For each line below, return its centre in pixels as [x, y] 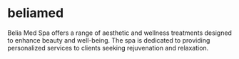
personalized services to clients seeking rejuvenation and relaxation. [108, 48]
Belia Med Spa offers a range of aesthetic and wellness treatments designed [119, 33]
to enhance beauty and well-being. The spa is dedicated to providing [109, 40]
